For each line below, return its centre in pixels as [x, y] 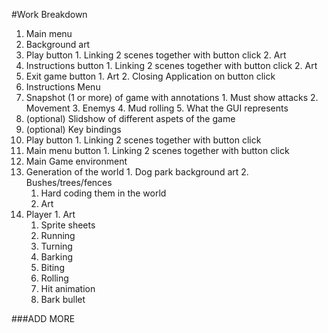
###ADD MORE [43, 318]
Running [58, 235]
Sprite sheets [68, 225]
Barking [57, 257]
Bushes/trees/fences [69, 182]
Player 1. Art [50, 214]
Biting [52, 267]
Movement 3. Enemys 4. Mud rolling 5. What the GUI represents [157, 108]
